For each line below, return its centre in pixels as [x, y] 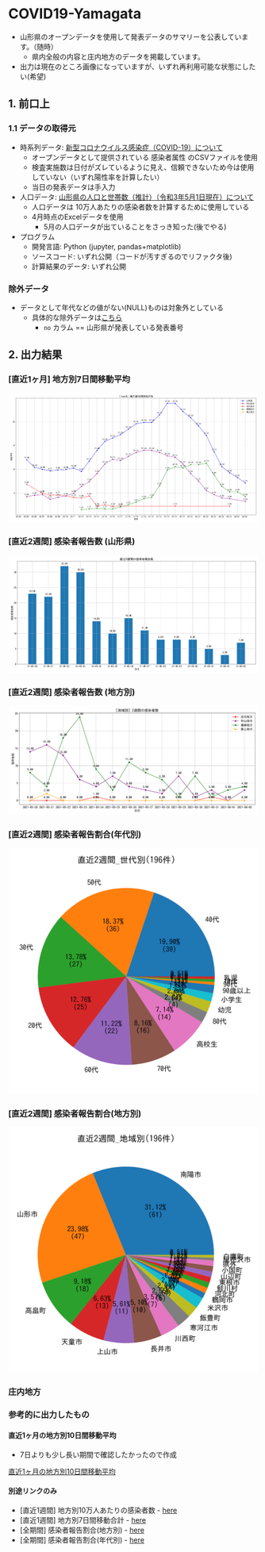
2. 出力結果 [35, 355]
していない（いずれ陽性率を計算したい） [98, 177]
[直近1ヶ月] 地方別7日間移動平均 [69, 379]
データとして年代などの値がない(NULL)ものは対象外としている [121, 307]
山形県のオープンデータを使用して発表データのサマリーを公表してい [131, 36]
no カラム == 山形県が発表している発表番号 [113, 327]
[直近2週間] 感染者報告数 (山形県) [72, 542]
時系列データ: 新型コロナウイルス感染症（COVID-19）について [121, 147]
